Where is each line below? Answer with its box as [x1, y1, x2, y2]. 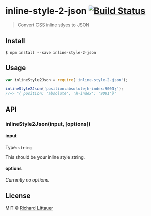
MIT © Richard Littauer [5, 205, 53, 211]
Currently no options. [5, 176, 50, 183]
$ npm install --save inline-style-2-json [5, 50, 96, 55]
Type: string [5, 144, 32, 150]
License [5, 192, 31, 200]
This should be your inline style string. [5, 154, 85, 160]
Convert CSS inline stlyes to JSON [17, 22, 90, 28]
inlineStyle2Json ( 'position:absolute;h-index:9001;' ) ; [5, 86, 124, 91]
